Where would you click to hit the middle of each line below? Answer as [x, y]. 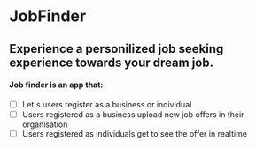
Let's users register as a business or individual [107, 104]
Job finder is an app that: [56, 85]
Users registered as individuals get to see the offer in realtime [135, 133]
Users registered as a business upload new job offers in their [133, 114]
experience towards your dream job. [112, 62]
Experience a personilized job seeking [116, 49]
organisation [45, 124]
